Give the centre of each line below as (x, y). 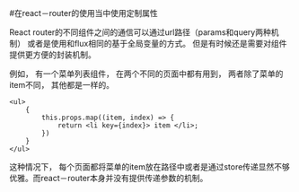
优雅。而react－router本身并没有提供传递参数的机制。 (109, 178)
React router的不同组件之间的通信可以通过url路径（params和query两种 (140, 32)
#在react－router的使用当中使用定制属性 (84, 13)
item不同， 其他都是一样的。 (62, 85)
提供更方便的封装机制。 (53, 55)
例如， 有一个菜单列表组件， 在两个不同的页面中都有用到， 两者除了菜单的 (146, 74)
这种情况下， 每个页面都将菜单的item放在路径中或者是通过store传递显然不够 (149, 167)
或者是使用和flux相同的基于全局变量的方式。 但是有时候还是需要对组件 (157, 44)
